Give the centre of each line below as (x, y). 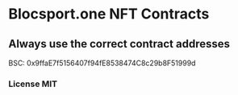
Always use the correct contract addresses (119, 44)
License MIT (33, 84)
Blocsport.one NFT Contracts (109, 14)
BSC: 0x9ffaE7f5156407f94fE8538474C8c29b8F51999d (102, 63)
